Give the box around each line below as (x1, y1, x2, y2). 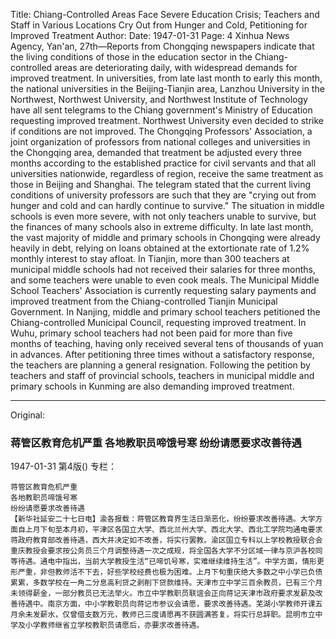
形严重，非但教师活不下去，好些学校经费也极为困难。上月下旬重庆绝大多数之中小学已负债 (10, 567, 323, 578)
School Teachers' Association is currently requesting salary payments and (10, 285, 317, 296)
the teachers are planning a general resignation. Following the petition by (10, 359, 311, 371)
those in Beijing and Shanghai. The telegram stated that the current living (10, 179, 312, 190)
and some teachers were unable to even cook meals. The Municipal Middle (10, 274, 320, 286)
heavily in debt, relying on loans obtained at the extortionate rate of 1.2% (10, 242, 310, 254)
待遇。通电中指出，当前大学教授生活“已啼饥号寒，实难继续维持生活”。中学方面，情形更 (17, 557, 325, 567)
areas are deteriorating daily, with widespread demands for (54, 62, 298, 73)
